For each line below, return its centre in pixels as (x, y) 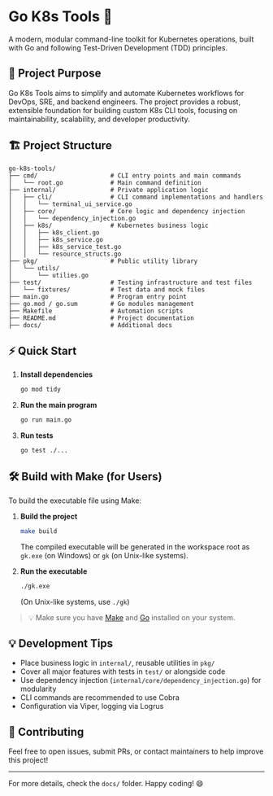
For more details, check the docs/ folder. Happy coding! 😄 (106, 784)
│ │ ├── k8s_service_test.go (65, 247)
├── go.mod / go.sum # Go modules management (102, 304)
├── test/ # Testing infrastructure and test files (130, 282)
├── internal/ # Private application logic (108, 190)
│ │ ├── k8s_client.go (54, 232)
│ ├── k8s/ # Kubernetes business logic (108, 225)
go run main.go (46, 420)
